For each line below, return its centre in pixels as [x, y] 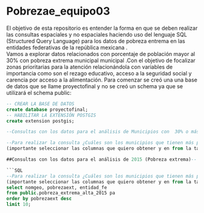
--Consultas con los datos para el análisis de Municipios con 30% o [97, 132]
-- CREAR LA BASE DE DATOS [40, 104]
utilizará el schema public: [39, 93]
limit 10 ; [19, 204]
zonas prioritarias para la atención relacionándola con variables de [90, 67]
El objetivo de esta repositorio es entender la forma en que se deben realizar [102, 28]
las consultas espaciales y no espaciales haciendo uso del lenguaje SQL [97, 34]
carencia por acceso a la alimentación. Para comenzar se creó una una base [102, 80]
